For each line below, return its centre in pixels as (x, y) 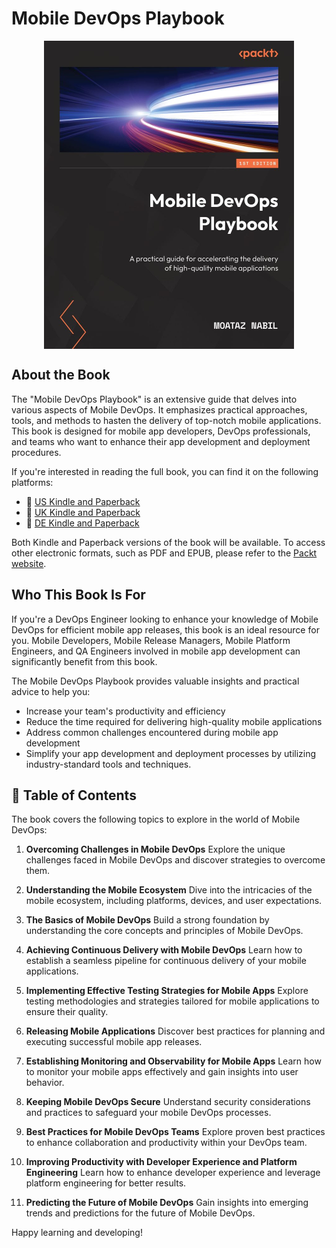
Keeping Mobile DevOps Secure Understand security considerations (168, 1102)
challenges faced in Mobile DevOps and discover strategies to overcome (175, 860)
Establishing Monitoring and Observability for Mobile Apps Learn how (173, 1061)
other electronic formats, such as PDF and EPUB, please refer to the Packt (164, 553)
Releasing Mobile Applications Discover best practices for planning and (175, 1031)
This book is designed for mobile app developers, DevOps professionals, (161, 431)
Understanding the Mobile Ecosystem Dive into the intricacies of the (169, 890)
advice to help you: (51, 691)
